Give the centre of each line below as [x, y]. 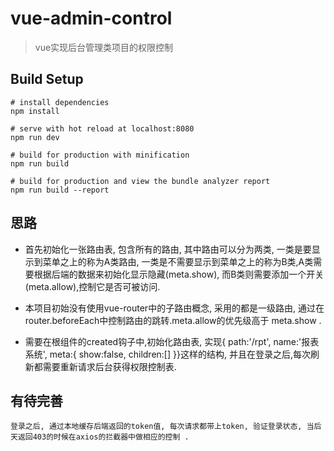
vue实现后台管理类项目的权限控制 [104, 47]
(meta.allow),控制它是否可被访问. [92, 286]
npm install [35, 111]
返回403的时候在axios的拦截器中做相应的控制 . [103, 437]
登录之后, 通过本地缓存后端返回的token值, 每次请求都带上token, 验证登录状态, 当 [162, 427]
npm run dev [35, 137]
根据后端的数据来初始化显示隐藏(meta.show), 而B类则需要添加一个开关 [179, 274]
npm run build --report [60, 190]
